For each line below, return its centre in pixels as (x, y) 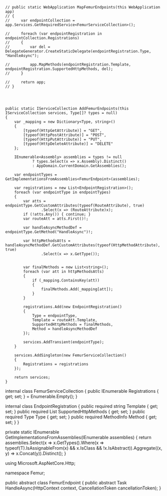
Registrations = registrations (56, 364)
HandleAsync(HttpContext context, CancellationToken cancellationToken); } (83, 488)
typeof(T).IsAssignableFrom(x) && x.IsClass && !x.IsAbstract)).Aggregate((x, (84, 448)
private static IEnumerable (32, 432)
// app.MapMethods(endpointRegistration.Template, (68, 64)
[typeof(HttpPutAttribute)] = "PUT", (62, 139)
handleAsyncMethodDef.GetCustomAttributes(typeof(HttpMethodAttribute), (83, 245)
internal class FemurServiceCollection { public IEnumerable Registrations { (82, 391)
